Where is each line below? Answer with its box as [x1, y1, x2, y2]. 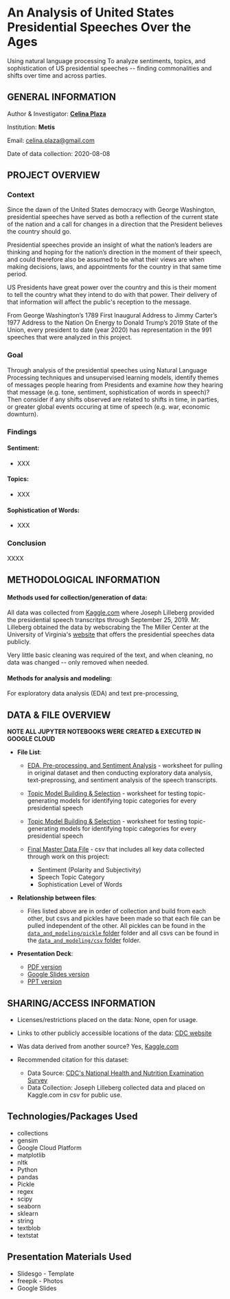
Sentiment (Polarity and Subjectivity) [37, 866, 142, 874]
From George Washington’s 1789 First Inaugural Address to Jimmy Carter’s [7, 311, 218, 320]
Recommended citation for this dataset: [16, 1055, 129, 1063]
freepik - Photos [16, 1276, 64, 1285]
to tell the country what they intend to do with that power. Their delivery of [7, 291, 218, 299]
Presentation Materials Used [7, 1251, 132, 1263]
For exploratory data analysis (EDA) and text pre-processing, [7, 689, 179, 698]
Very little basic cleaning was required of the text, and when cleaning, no [7, 651, 214, 659]
